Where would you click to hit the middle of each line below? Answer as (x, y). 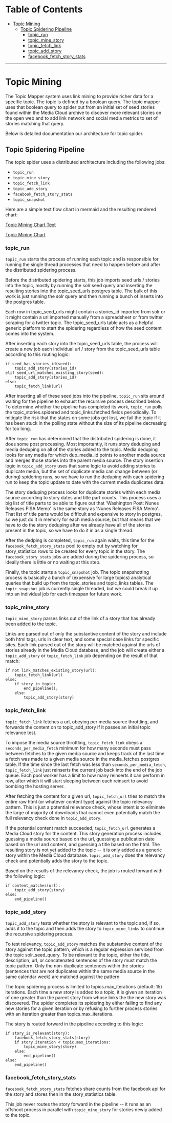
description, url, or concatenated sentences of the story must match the (81, 960)
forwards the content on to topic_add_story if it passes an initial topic (78, 727)
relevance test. (21, 733)
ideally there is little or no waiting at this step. (53, 562)
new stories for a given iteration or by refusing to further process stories (81, 1008)
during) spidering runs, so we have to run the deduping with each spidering (85, 477)
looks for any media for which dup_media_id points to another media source (85, 455)
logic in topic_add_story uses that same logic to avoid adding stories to (81, 465)
